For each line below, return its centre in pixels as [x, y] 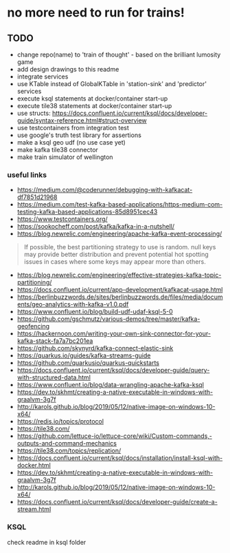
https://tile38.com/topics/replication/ [69, 451]
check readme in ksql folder [47, 542]
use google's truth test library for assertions [79, 135]
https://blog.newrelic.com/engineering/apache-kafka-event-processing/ [119, 234]
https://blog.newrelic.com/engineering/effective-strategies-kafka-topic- [119, 275]
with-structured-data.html [54, 377]
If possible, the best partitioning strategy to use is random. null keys [120, 247]
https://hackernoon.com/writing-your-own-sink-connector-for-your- [114, 334]
